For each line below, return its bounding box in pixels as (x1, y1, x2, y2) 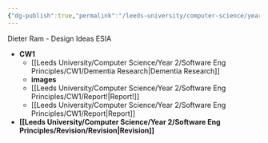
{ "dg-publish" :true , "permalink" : (7, 11, 119, 20)
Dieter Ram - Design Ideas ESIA (7, 34, 112, 43)
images (30, 74, 57, 84)
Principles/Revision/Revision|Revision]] (18, 125, 155, 135)
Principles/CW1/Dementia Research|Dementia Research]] (30, 66, 221, 76)
